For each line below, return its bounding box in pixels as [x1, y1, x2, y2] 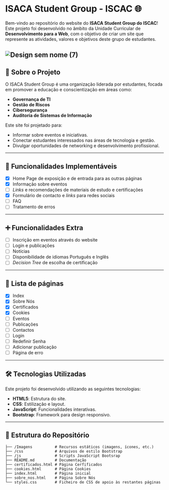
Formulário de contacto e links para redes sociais [12, 193, 115, 199]
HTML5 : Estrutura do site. [12, 395, 66, 401]
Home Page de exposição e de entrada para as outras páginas [12, 175, 142, 181]
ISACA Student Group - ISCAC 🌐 [5, 3, 142, 15]
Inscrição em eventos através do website [12, 237, 98, 243]
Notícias [12, 248, 30, 255]
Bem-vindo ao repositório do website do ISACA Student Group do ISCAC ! [5, 20, 158, 26]
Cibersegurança [12, 107, 48, 113]
